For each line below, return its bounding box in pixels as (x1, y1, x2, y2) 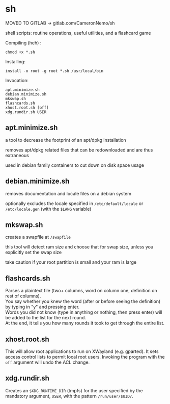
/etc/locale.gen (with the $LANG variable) (5, 206, 92, 212)
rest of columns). (5, 293, 41, 299)
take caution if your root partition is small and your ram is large (5, 259, 136, 265)
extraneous (5, 152, 29, 158)
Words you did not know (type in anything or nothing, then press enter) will (5, 309, 162, 315)
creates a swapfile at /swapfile (5, 234, 71, 240)
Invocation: (5, 77, 29, 83)
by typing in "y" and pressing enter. (5, 304, 80, 310)
